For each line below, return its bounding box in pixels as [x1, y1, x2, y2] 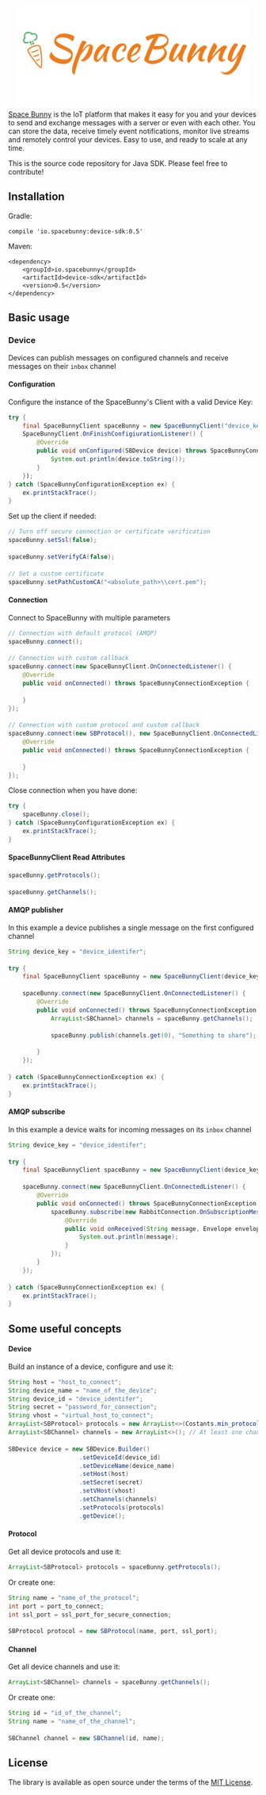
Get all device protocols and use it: [8, 1547, 121, 1556]
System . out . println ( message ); [78, 1233, 179, 1241]
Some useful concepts [8, 1322, 122, 1336]
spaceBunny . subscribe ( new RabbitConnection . [50, 1208, 200, 1216]
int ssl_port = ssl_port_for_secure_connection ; [8, 1610, 172, 1619]
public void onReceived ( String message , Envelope [64, 1224, 232, 1232]
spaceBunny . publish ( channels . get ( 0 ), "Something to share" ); [50, 1031, 257, 1040]
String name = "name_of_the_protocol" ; [8, 1593, 140, 1601]
